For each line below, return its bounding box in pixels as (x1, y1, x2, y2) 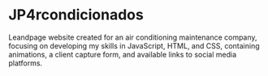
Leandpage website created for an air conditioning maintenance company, (8, 32, 257, 42)
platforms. (8, 58, 43, 68)
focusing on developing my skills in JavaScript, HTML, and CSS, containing (8, 40, 260, 50)
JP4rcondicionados (8, 6, 144, 24)
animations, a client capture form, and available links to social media (8, 49, 237, 59)
